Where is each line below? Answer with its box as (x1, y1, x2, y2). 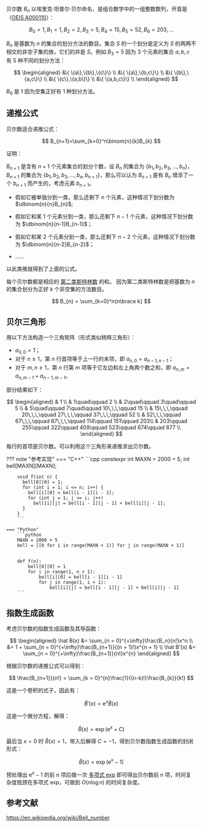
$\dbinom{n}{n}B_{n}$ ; (14, 201, 74, 208)
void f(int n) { (17, 474, 58, 480)
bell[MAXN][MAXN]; (6, 462, 57, 470)
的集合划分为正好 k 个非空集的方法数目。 (6, 286, 107, 293)
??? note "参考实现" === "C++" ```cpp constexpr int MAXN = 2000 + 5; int (6, 456, 190, 463)
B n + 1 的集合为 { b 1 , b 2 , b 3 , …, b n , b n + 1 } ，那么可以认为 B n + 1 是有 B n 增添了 (6, 171, 189, 180)
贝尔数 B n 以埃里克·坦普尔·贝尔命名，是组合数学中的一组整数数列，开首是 (6, 5, 188, 14)
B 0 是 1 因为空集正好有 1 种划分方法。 (6, 88, 98, 96)
